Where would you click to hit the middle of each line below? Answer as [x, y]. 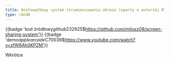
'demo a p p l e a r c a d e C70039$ [35, 40]
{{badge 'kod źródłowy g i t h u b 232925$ [45, 29]
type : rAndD [18, 15]
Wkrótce [14, 55]
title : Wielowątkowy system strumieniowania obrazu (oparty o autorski [82, 10]
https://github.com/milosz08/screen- [124, 29]
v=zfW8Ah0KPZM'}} [27, 45]
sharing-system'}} [24, 34]
